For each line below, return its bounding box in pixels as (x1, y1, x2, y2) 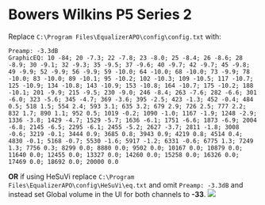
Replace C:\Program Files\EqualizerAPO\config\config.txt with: (8, 32, 222, 41)
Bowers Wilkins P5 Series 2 (8, 6, 192, 24)
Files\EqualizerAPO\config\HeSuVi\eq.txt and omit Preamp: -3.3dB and (8, 180, 244, 189)
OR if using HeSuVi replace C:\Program (8, 172, 135, 181)
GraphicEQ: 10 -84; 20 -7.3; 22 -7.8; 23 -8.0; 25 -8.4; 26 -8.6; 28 (8, 54, 244, 62)
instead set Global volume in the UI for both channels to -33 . (8, 189, 206, 199)
